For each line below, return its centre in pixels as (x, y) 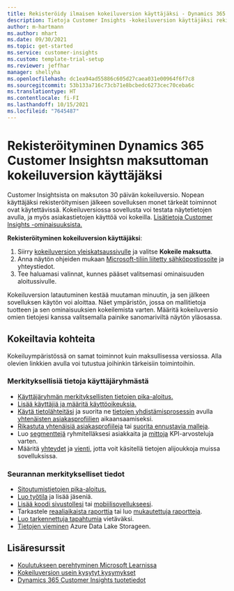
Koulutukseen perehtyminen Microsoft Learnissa (87, 565)
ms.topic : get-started (40, 46)
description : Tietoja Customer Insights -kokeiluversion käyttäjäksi (110, 20)
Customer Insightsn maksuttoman (108, 160)
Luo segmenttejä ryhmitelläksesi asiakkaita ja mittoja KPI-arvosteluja (115, 433)
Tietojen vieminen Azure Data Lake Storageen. (84, 526)
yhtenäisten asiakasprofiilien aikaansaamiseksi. (85, 418)
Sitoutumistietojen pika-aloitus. (62, 489)
